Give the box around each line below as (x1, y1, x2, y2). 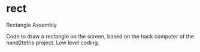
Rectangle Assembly (6, 21, 57, 28)
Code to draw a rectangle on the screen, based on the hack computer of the (6, 32, 195, 40)
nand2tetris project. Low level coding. (6, 39, 99, 46)
